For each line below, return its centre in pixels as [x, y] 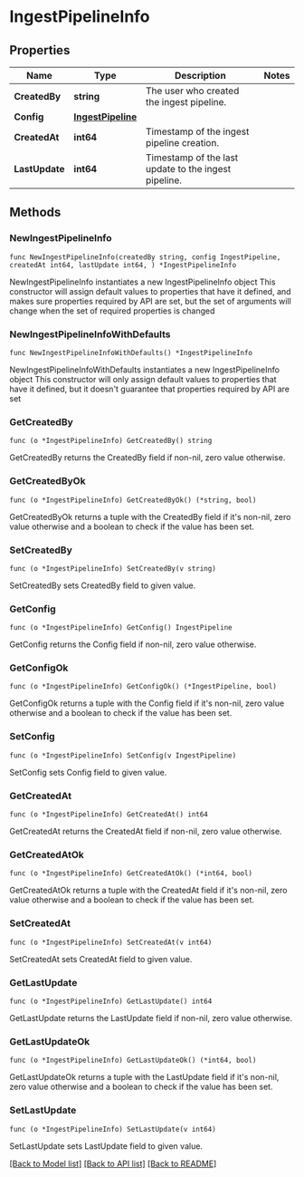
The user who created [193, 91]
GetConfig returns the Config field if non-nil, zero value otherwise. [133, 644]
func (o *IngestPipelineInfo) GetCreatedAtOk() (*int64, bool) [131, 873]
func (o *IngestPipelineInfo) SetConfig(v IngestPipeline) [123, 755]
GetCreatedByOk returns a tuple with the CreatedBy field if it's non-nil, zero [150, 516]
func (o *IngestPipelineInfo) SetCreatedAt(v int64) [111, 942]
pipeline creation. [183, 143]
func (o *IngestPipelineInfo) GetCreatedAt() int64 [109, 815]
